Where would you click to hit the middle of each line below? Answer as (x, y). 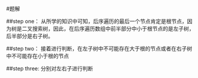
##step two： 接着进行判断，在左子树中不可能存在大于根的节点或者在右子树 (99, 48)
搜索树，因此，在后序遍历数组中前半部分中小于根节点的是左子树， (113, 29)
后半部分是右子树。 (30, 36)
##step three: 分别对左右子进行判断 (50, 69)
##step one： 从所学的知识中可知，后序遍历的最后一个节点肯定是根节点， (97, 21)
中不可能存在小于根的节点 (38, 56)
